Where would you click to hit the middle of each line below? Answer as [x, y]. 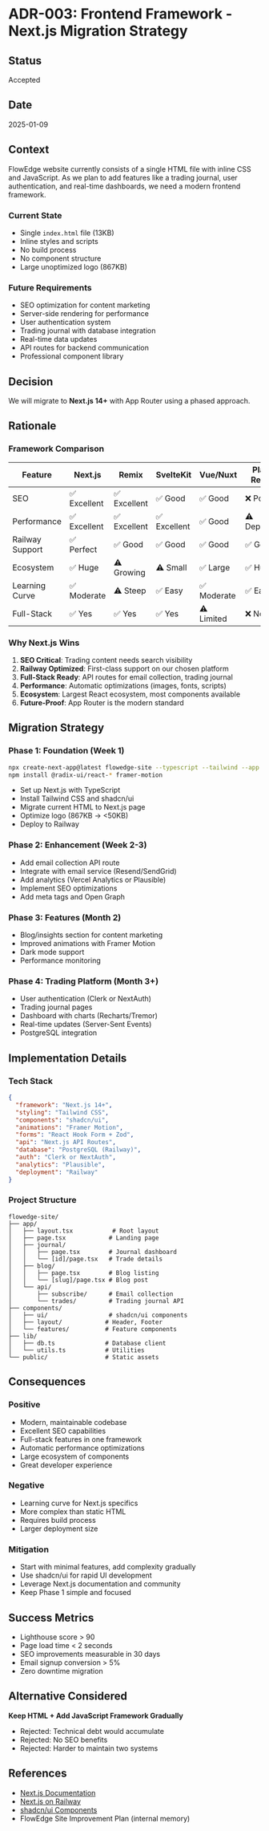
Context [29, 150]
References [38, 1774]
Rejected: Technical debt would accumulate [92, 1731]
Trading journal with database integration [88, 331]
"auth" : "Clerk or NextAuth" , [66, 1157]
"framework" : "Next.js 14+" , [64, 1105]
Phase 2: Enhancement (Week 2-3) [78, 845]
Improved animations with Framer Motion [88, 944]
